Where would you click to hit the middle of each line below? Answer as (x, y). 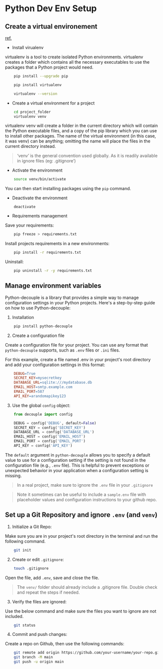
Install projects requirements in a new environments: (57, 244)
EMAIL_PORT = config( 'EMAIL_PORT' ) (50, 441)
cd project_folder (32, 112)
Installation (23, 317)
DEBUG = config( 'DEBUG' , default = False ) (55, 423)
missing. (13, 475)
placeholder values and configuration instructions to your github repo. (87, 499)
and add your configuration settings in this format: (55, 365)
